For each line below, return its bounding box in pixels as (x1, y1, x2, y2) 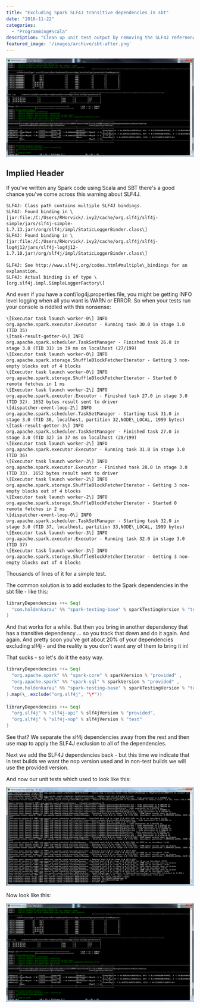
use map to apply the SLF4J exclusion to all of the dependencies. (6, 740, 167, 747)
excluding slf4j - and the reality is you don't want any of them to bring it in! (6, 642, 189, 650)
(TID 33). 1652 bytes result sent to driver (6, 470, 118, 476)
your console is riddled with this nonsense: (6, 303, 111, 310)
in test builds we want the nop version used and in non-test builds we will (6, 758, 186, 764)
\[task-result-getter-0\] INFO (6, 333, 84, 339)
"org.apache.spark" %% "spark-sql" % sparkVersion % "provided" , (11, 679, 180, 685)
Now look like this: (6, 891, 51, 898)
